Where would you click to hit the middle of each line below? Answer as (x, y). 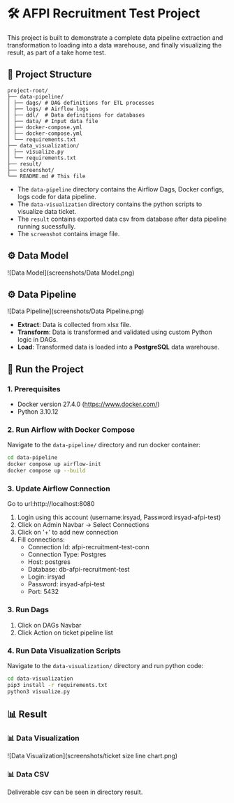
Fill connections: (41, 540)
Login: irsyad (46, 577)
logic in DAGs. (37, 340)
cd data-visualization (40, 679)
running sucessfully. (46, 226)
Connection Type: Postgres (67, 555)
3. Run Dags (28, 610)
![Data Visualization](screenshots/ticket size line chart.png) (93, 756)
